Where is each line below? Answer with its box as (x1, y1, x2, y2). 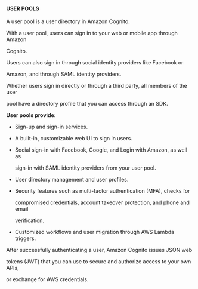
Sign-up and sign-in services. (14, 123, 88, 131)
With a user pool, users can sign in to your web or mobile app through (6, 30, 178, 37)
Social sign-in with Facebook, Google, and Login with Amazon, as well (14, 146, 188, 153)
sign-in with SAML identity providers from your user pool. (14, 164, 156, 171)
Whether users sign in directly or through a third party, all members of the (6, 82, 187, 90)
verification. (14, 217, 45, 224)
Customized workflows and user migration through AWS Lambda (14, 229, 175, 236)
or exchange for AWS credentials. (6, 276, 89, 283)
